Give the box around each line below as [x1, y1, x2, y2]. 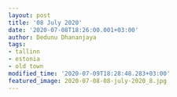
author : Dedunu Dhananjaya [8, 33, 97, 41]
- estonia [8, 56, 41, 63]
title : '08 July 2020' [8, 19, 83, 27]
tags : [8, 41, 26, 48]
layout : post [8, 11, 51, 20]
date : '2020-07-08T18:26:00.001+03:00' [8, 26, 139, 34]
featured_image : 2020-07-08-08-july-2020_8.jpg [8, 77, 168, 84]
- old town [8, 63, 44, 70]
